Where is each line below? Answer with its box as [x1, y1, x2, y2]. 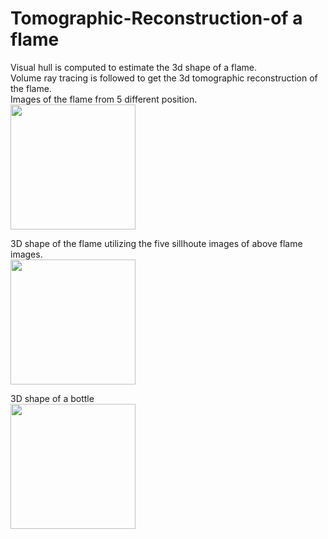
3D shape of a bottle [10, 392, 95, 404]
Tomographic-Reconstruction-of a [10, 7, 303, 30]
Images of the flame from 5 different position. [10, 93, 198, 105]
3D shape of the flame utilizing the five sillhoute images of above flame [10, 237, 303, 249]
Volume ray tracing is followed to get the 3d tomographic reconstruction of [10, 72, 318, 84]
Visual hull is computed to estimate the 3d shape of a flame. [10, 61, 258, 73]
